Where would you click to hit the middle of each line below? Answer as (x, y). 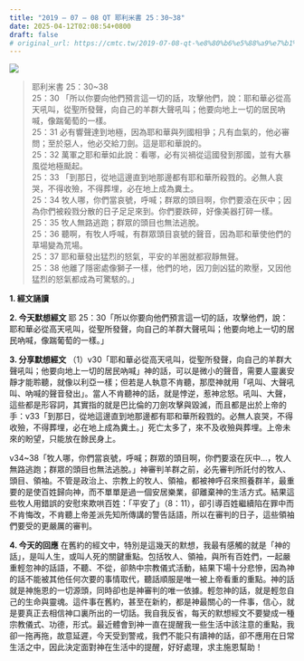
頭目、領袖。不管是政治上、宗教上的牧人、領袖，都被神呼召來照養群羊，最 (148, 481)
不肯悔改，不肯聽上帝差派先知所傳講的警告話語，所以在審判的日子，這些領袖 (152, 515)
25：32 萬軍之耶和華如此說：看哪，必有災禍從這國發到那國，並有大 (157, 155)
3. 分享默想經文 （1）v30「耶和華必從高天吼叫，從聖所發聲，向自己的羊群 (147, 359)
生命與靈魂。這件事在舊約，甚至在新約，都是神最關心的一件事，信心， (156, 602)
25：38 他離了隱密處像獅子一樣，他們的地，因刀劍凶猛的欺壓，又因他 (161, 268)
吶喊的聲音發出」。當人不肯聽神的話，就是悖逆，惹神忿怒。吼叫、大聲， (158, 394)
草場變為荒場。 (59, 245)
